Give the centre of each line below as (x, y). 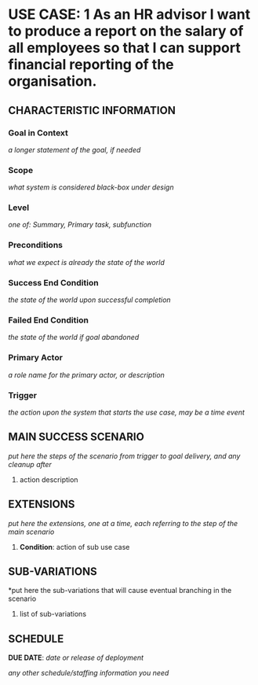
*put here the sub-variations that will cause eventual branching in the (120, 591)
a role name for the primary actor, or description (86, 374)
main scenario (31, 532)
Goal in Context (38, 133)
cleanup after (30, 464)
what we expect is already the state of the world (86, 262)
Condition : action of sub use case (74, 547)
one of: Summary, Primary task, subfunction (80, 225)
